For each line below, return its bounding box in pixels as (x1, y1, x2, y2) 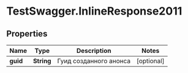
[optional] (136, 57, 165, 65)
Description (76, 47, 111, 55)
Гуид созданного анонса (57, 57, 130, 65)
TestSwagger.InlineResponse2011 (6, 4, 182, 18)
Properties (6, 29, 48, 39)
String (32, 57, 51, 65)
